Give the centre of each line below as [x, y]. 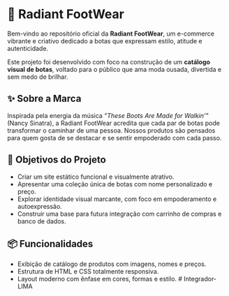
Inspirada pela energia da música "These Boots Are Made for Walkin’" [108, 115]
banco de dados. [42, 221]
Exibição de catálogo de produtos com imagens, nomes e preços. [112, 264]
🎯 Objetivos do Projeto [57, 160]
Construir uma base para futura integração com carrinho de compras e [119, 214]
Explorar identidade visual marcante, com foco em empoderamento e [117, 199]
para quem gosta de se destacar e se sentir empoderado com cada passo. [114, 138]
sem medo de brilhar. [38, 77]
